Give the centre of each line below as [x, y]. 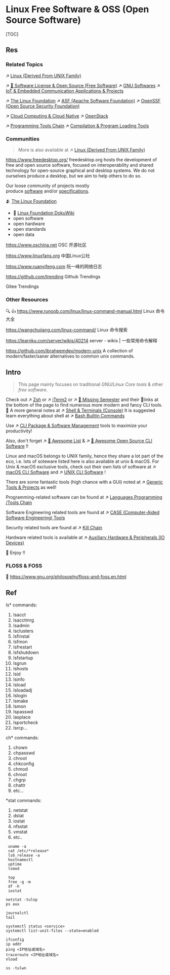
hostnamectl [20, 860]
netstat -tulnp [22, 900]
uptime [15, 864]
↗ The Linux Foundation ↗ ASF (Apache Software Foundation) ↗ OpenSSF [83, 100]
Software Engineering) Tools [35, 518]
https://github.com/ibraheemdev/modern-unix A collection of [69, 351]
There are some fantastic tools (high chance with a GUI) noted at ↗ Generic [84, 482]
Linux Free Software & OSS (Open [77, 9]
